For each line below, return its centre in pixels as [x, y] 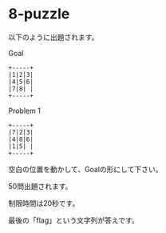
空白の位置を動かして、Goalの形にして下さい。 [85, 169]
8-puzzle [39, 14]
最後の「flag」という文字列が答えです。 [74, 220]
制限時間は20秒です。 [44, 203]
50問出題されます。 [40, 186]
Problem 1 [25, 110]
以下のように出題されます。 [53, 37]
